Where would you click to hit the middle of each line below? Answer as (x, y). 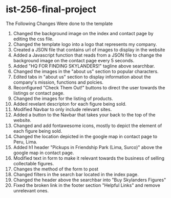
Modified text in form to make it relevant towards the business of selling (89, 158)
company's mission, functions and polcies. (58, 82)
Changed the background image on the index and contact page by (83, 33)
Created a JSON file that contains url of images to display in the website (89, 49)
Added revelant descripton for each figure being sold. (70, 104)
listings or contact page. (39, 93)
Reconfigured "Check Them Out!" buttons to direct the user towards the (89, 87)
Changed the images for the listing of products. (63, 98)
